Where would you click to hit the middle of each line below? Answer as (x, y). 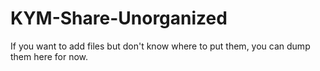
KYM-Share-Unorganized (119, 18)
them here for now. (49, 56)
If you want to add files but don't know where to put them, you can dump (160, 46)
